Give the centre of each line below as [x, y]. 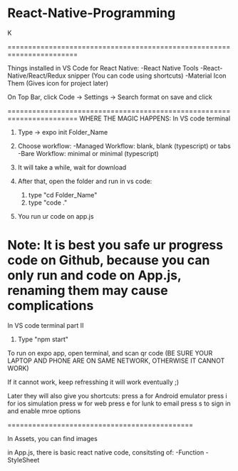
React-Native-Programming [92, 13]
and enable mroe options [44, 410]
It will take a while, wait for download [72, 167]
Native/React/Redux [37, 76]
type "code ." [48, 202]
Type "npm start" [43, 339]
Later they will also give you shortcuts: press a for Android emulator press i [118, 395]
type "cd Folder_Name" [63, 195]
